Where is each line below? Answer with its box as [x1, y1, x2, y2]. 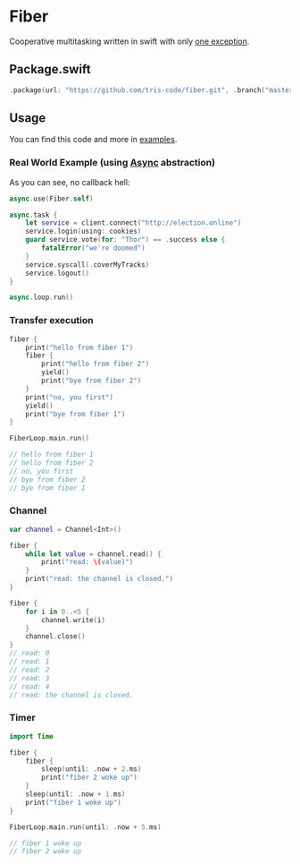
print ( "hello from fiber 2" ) [41, 360, 150, 369]
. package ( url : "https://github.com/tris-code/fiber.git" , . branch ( [9, 85, 266, 95]
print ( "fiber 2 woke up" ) [41, 773, 138, 783]
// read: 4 [9, 682, 50, 691]
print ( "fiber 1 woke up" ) [25, 798, 122, 807]
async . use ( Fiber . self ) [9, 194, 94, 203]
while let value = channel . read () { [25, 549, 162, 559]
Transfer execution [9, 314, 94, 327]
